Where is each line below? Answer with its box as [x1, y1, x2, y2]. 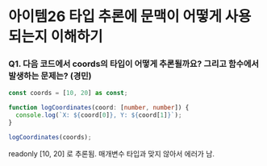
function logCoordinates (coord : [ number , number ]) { [8, 104, 190, 112]
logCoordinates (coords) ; [8, 133, 92, 141]
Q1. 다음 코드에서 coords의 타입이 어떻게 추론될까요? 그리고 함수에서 [8, 58, 260, 69]
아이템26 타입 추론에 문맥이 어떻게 [8, 7, 222, 26]
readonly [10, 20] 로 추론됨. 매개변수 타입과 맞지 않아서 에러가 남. [8, 148, 215, 158]
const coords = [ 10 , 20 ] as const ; [8, 89, 128, 98]
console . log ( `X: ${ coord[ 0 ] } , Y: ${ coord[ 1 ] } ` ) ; [15, 111, 182, 119]
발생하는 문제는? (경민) [8, 70, 92, 81]
